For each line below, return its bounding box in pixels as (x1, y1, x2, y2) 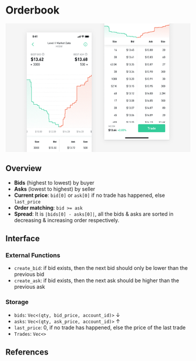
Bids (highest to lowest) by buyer (13, 179, 94, 186)
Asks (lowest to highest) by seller (13, 185, 96, 192)
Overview (5, 163, 42, 173)
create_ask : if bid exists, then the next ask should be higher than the (13, 277, 180, 284)
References (5, 347, 49, 357)
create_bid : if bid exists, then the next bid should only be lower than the (13, 265, 188, 272)
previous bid (13, 271, 45, 278)
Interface (5, 233, 40, 244)
